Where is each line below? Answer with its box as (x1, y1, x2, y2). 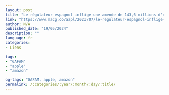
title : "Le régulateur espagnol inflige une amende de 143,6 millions (5, 12, 156, 17)
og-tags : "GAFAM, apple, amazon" (5, 77, 75, 82)
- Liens (5, 45, 22, 50)
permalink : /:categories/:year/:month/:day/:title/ (5, 82, 116, 87)
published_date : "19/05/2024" (5, 26, 69, 31)
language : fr (5, 36, 33, 41)
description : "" (5, 31, 39, 36)
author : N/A (5, 21, 30, 27)
